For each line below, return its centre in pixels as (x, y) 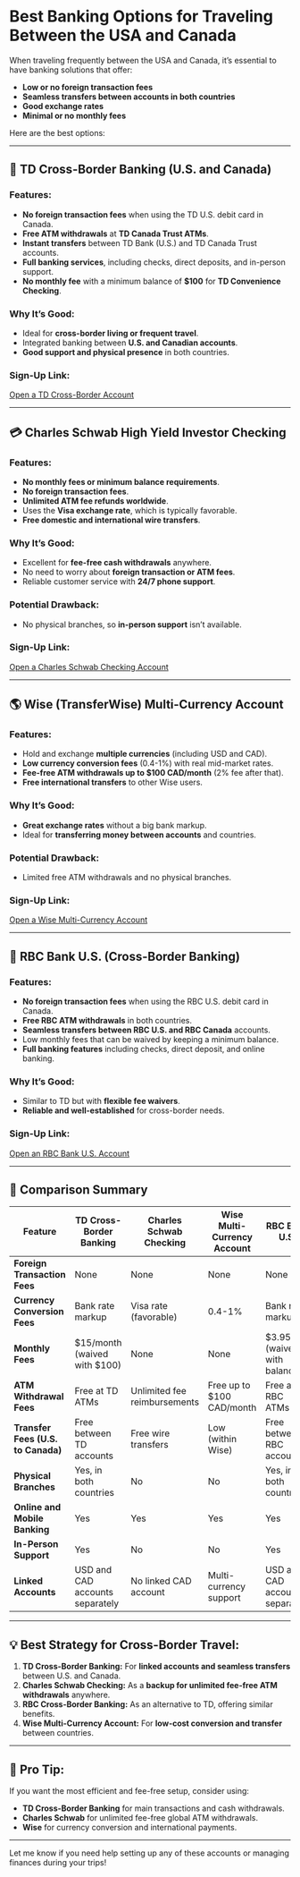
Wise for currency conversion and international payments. (129, 1828)
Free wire (150, 1433)
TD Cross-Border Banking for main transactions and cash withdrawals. (154, 1808)
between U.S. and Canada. (71, 1676)
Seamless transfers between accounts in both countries (129, 97)
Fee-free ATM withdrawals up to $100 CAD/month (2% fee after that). (153, 773)
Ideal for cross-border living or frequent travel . (110, 333)
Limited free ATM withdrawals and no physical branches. (127, 878)
